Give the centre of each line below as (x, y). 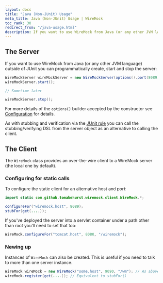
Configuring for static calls (37, 179)
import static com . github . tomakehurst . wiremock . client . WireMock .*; (75, 198)
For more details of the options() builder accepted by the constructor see (79, 109)
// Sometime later (24, 91)
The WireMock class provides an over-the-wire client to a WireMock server (79, 161)
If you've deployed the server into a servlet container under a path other (77, 220)
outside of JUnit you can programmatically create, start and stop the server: (81, 68)
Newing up (18, 247)
